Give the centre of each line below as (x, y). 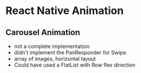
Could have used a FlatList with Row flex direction (75, 65)
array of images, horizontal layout (55, 59)
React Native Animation (65, 11)
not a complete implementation (52, 46)
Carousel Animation (43, 32)
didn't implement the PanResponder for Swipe (70, 53)
